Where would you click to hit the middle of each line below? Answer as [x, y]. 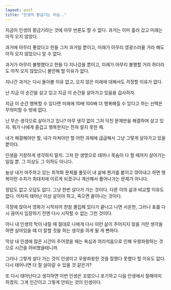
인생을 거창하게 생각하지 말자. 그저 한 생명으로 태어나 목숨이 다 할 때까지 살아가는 [86, 155]
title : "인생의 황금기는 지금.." [36, 15]
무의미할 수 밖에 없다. [26, 110]
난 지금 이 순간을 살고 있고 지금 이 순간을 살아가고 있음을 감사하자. [70, 92]
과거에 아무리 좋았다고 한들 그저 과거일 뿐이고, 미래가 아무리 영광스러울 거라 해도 [85, 47]
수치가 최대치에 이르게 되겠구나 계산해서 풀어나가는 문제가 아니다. [83, 179]
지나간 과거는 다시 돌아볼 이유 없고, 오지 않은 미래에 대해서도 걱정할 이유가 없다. [84, 82]
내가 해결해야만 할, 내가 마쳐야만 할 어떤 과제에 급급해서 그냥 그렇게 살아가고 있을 [86, 138]
